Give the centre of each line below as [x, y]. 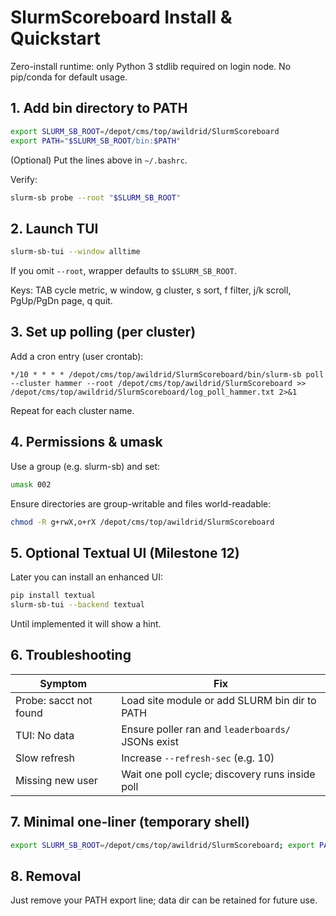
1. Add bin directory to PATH [99, 108]
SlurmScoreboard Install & [121, 17]
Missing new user [56, 780]
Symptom [63, 683]
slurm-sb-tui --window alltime [75, 252]
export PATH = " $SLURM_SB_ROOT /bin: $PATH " [96, 141]
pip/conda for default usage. [69, 77]
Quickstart [56, 38]
